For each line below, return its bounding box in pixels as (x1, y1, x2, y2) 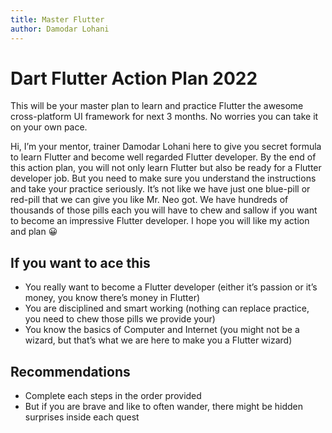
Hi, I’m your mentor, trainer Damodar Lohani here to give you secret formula (10, 141, 322, 153)
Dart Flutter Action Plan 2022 (10, 67, 258, 90)
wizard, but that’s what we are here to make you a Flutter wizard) (24, 334, 293, 346)
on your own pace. (10, 121, 88, 133)
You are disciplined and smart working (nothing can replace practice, (24, 302, 310, 315)
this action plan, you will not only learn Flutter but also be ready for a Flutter (10, 162, 322, 174)
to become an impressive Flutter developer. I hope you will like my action (10, 215, 310, 227)
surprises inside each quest (24, 411, 140, 423)
